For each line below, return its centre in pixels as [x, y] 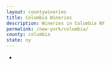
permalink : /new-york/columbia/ [47, 29]
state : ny [19, 40]
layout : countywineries [37, 12]
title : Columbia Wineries [39, 18]
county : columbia [28, 35]
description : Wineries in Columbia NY [56, 23]
